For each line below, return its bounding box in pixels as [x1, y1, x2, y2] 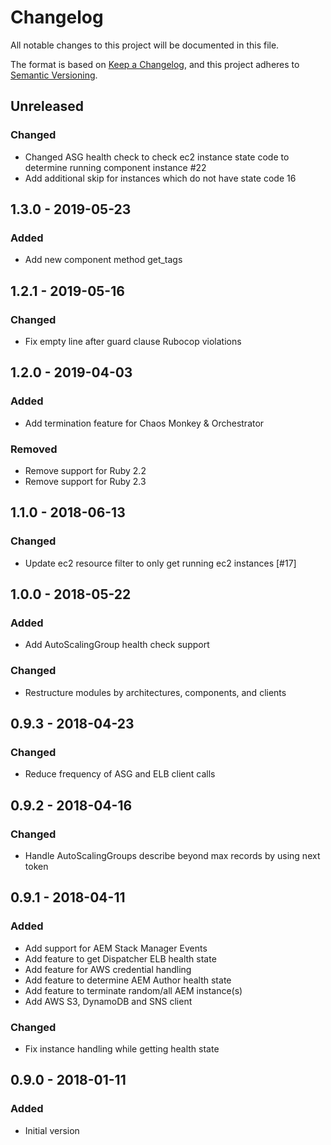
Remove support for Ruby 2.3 [24, 475, 147, 487]
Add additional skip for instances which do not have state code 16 [24, 172, 297, 184]
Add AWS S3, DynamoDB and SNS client [24, 995, 193, 1007]
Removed [10, 442, 58, 456]
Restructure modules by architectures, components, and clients [24, 686, 287, 698]
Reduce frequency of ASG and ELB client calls [24, 768, 216, 780]
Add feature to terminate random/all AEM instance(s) [24, 984, 243, 996]
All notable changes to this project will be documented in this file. [10, 39, 280, 51]
